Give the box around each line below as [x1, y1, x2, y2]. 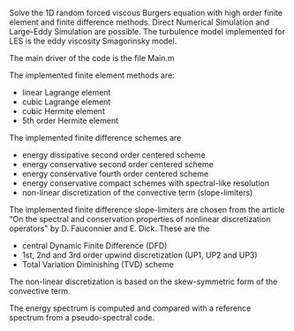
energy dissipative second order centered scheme [21, 150, 206, 160]
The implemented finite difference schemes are [9, 133, 182, 142]
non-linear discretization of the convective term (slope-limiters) [21, 188, 253, 197]
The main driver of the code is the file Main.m [9, 53, 175, 63]
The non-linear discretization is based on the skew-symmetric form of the [9, 276, 278, 287]
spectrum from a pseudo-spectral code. [9, 312, 155, 322]
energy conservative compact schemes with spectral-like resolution [21, 178, 270, 189]
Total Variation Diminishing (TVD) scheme [21, 259, 174, 269]
